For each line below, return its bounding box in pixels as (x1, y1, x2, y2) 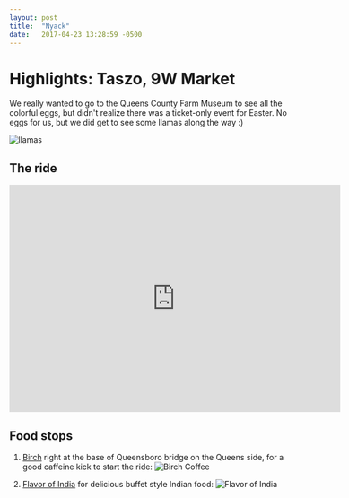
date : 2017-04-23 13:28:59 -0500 (9, 30, 143, 39)
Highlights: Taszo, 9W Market (9, 68, 236, 89)
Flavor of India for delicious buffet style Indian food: (22, 478, 214, 489)
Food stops (9, 428, 74, 443)
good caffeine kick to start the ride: (22, 461, 153, 472)
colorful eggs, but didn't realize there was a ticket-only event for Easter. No (9, 108, 287, 118)
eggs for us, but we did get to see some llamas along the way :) (9, 118, 244, 128)
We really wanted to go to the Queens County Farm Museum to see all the (9, 98, 283, 109)
